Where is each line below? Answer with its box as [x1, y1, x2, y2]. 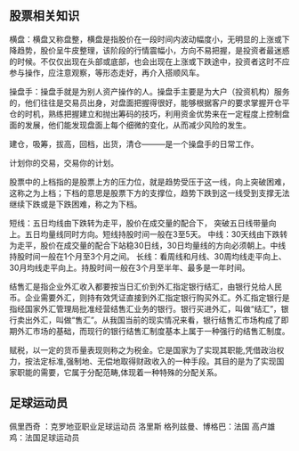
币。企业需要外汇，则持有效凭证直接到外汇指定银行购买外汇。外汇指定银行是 [9, 292, 290, 303]
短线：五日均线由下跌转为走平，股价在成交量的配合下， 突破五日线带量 [9, 217, 269, 228]
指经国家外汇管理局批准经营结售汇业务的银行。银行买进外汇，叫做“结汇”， [9, 303, 282, 314]
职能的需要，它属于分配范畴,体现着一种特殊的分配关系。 [16, 366, 222, 377]
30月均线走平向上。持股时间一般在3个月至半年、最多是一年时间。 [9, 262, 251, 273]
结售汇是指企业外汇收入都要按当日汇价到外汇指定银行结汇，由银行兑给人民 [9, 281, 282, 291]
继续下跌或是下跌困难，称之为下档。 [9, 199, 142, 209]
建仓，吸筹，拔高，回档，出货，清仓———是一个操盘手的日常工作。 [9, 138, 259, 149]
